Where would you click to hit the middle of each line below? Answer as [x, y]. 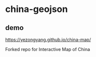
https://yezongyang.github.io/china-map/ [48, 39]
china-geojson [37, 9]
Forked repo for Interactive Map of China [48, 49]
